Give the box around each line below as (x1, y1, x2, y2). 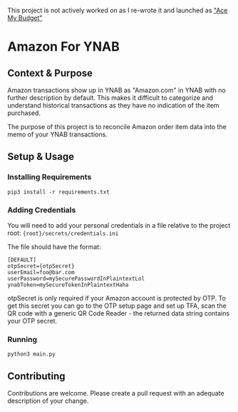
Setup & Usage (7, 151, 75, 163)
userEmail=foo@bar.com (7, 268, 75, 276)
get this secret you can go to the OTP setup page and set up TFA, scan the (7, 301, 227, 310)
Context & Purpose (7, 67, 93, 79)
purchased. (7, 109, 41, 117)
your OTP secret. (7, 316, 58, 325)
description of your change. (7, 396, 89, 406)
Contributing (7, 370, 66, 382)
